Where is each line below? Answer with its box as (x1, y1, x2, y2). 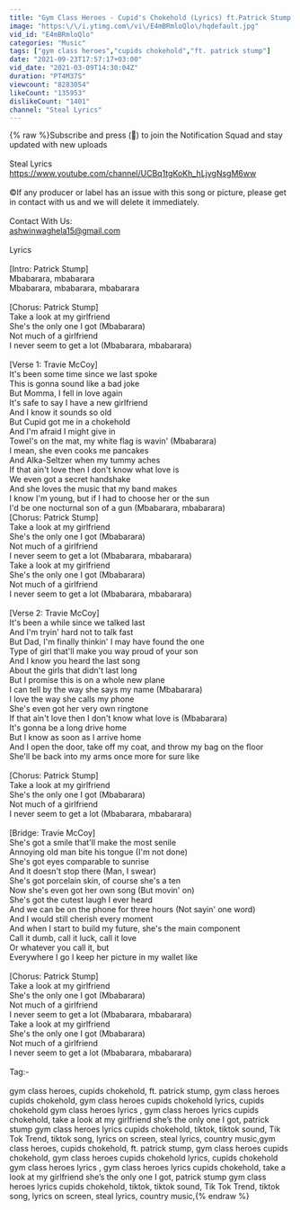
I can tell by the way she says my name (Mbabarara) (9, 685, 203, 695)
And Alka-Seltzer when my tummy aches (9, 455, 161, 466)
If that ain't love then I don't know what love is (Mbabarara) (9, 713, 228, 724)
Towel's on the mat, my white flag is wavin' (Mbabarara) (9, 435, 217, 446)
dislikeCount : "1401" (9, 96, 91, 106)
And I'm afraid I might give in (9, 426, 116, 437)
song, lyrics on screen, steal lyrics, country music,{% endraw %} (9, 1191, 250, 1202)
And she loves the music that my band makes (9, 483, 178, 495)
